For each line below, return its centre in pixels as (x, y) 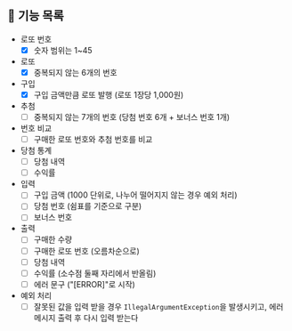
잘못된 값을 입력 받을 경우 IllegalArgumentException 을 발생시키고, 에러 (158, 306)
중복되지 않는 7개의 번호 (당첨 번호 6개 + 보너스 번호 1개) (132, 117)
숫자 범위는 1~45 (63, 50)
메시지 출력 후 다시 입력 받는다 (86, 318)
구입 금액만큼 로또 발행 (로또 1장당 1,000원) (109, 94)
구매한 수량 (53, 239)
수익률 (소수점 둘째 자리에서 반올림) (95, 273)
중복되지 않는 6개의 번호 (75, 72)
